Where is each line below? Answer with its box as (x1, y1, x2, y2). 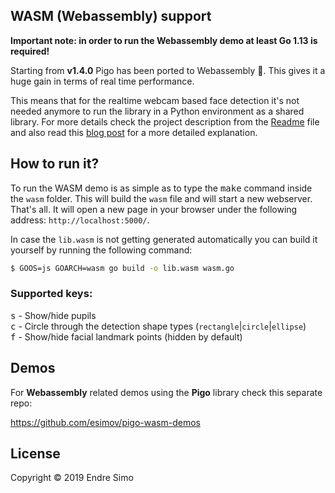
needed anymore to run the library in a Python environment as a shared (10, 105, 305, 117)
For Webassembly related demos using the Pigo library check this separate (10, 386, 323, 398)
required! (10, 45, 50, 57)
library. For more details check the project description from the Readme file (10, 115, 320, 128)
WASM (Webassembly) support (10, 8, 212, 25)
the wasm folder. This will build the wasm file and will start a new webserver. (10, 192, 313, 204)
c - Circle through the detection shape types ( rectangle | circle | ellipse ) (10, 320, 307, 332)
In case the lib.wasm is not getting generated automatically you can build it (10, 233, 318, 245)
